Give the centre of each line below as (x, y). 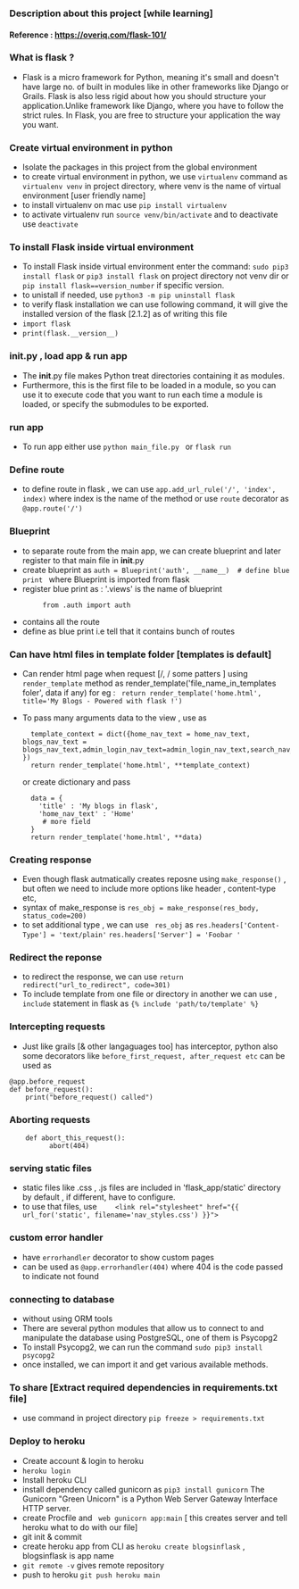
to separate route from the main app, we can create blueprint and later (151, 551)
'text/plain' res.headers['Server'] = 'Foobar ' (149, 936)
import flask (46, 324)
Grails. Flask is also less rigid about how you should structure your (144, 96)
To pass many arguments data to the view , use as (114, 718)
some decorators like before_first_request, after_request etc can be (154, 1055)
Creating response (50, 860)
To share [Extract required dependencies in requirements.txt (144, 1387)
